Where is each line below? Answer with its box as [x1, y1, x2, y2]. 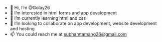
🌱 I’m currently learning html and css [10, 15, 86, 21]
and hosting [10, 26, 35, 32]
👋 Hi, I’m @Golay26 [10, 5, 50, 10]
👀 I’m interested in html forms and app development [10, 10, 117, 16]
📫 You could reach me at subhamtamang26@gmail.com [10, 31, 127, 37]
